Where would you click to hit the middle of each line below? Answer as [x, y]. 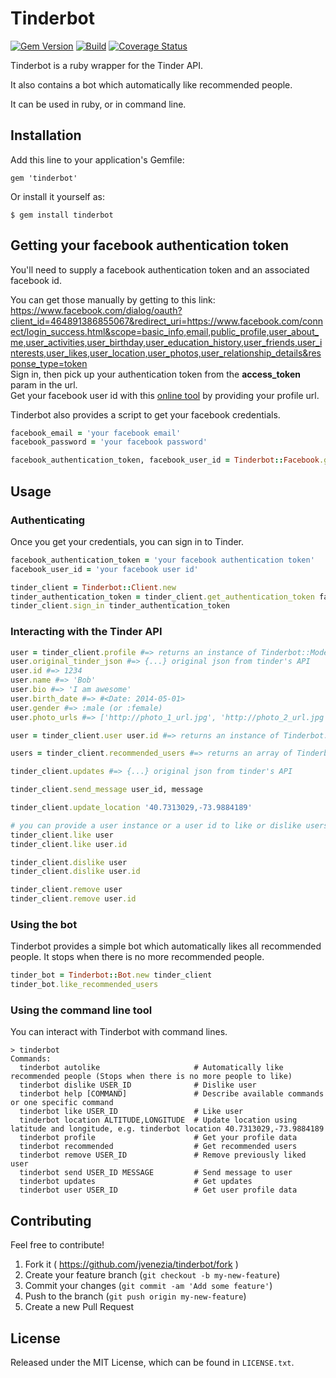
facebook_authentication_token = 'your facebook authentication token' [162, 560]
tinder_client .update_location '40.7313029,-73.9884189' [131, 808]
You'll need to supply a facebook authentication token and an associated [160, 269]
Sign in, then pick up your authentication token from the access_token [155, 374]
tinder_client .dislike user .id [75, 872]
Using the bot [44, 924]
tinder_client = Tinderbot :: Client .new [93, 587]
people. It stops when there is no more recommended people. [137, 957]
